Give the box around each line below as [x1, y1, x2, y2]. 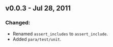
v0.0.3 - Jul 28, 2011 [5, 4, 71, 13]
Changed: [5, 19, 31, 26]
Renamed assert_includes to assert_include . [12, 30, 108, 37]
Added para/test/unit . [12, 36, 62, 42]
